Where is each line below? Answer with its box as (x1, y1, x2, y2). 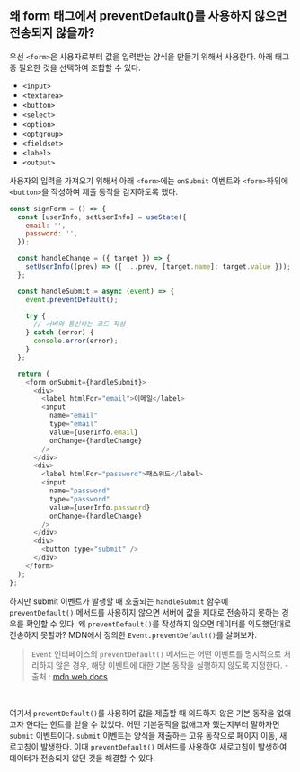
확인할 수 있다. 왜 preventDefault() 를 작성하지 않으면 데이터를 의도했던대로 (25, 618, 292, 629)
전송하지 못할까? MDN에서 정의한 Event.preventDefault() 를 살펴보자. (9, 629, 258, 640)
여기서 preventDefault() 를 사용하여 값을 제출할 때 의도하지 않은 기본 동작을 (9, 707, 275, 718)
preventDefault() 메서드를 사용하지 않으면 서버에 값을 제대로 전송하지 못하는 (9, 607, 280, 617)
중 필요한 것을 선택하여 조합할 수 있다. (9, 62, 141, 73)
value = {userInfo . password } (49, 502, 151, 512)
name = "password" (49, 486, 110, 496)
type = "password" (49, 494, 110, 503)
